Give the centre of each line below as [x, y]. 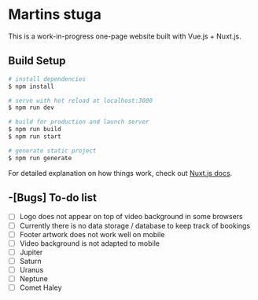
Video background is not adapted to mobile [89, 243]
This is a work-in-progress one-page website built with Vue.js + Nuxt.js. [125, 36]
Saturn [30, 261]
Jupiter [31, 252]
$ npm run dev [31, 108]
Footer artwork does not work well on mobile [92, 234]
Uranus [31, 269]
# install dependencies [47, 79]
